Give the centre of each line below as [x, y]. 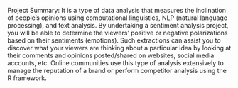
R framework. [27, 78]
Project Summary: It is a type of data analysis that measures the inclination [117, 10]
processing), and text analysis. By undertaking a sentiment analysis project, [118, 25]
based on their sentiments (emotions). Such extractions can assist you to [114, 40]
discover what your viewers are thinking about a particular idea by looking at [119, 48]
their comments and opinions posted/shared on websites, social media [111, 55]
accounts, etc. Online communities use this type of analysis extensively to [115, 63]
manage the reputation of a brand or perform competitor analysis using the [117, 71]
